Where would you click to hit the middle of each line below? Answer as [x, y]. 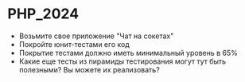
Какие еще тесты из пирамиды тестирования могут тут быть [122, 61]
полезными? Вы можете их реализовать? [89, 69]
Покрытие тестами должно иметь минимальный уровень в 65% [128, 53]
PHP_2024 [43, 14]
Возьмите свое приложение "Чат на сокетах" [96, 36]
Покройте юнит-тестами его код [74, 44]
